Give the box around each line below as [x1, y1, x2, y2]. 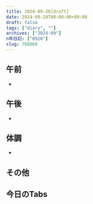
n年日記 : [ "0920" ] [6, 36, 49, 42]
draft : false [6, 19, 38, 25]
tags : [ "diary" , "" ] [6, 25, 57, 31]
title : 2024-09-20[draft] [6, 8, 69, 15]
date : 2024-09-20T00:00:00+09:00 [6, 14, 88, 20]
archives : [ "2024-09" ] [6, 30, 61, 36]
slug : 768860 [6, 42, 38, 47]
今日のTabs [6, 189, 48, 199]
